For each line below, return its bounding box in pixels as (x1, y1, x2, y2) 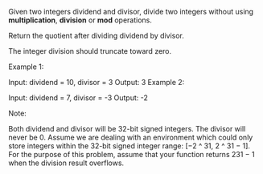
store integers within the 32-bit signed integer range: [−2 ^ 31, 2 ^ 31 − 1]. (8, 141, 251, 151)
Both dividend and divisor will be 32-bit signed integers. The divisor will (8, 124, 246, 133)
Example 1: (8, 62, 44, 71)
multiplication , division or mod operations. (8, 15, 153, 25)
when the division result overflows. (8, 158, 125, 168)
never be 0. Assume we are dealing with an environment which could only (8, 132, 253, 142)
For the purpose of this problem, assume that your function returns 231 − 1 (8, 150, 255, 159)
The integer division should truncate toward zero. (8, 47, 172, 55)
